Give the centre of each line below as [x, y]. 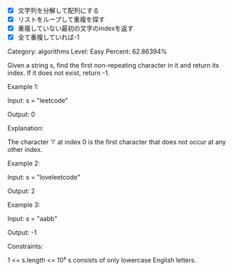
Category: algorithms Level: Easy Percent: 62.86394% [87, 51]
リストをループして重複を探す [61, 19]
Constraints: [25, 246]
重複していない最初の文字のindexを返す [76, 29]
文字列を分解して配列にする [58, 10]
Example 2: [24, 163]
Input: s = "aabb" [32, 219]
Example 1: [23, 87]
